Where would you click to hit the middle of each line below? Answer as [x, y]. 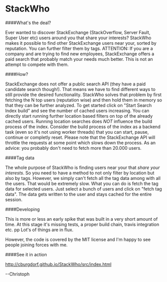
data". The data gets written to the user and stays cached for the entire [78, 194]
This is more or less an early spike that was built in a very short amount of [81, 219]
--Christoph [18, 274]
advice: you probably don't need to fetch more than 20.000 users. [73, 148]
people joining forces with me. [36, 245]
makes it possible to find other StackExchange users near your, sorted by [81, 43]
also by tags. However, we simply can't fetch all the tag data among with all [83, 178]
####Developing [23, 209]
